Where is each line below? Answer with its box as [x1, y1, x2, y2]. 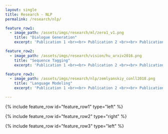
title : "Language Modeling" [14, 81, 72, 86]
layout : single [5, 7, 37, 12]
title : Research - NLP [5, 12, 52, 17]
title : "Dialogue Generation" [14, 35, 77, 40]
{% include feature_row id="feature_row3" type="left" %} [5, 123, 124, 129]
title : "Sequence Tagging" [14, 58, 70, 63]
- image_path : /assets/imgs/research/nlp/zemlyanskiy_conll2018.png [9, 76, 155, 81]
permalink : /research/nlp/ [5, 16, 61, 21]
